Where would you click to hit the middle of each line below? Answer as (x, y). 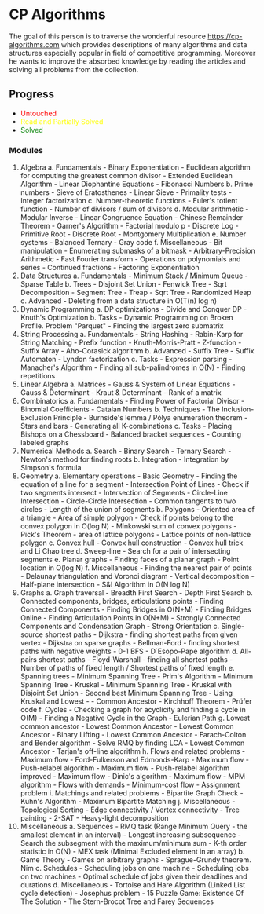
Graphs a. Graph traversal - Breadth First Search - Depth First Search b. (137, 593)
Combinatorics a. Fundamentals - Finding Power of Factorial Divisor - (132, 401)
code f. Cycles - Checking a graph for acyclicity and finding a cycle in (133, 710)
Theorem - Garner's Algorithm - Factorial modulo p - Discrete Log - (129, 226)
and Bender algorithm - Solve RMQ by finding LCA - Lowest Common (132, 743)
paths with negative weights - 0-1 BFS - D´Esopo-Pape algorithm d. (129, 651)
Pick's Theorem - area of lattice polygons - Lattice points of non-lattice (136, 535)
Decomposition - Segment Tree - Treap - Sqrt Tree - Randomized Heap (136, 293)
